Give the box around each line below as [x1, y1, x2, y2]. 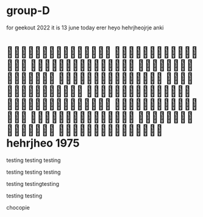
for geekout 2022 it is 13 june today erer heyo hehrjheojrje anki [6, 24, 164, 31]
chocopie [6, 204, 30, 211]
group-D [6, 4, 50, 18]
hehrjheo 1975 [6, 136, 80, 150]
